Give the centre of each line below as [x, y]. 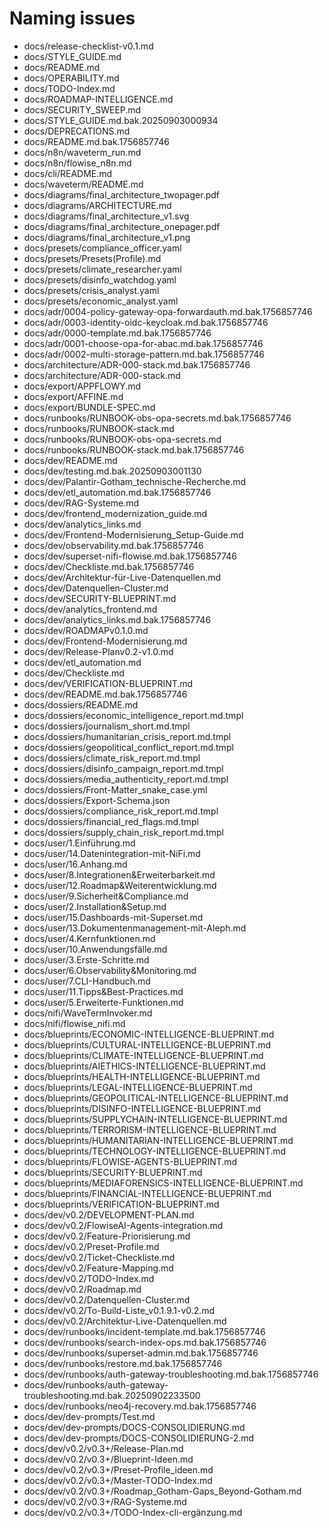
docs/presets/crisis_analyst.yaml [91, 290]
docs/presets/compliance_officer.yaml [102, 248]
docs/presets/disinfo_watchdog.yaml [100, 279]
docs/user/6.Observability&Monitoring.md [110, 970]
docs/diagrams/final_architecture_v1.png [107, 237]
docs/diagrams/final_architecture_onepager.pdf [122, 226]
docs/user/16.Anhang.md [75, 864]
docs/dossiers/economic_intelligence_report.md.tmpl [133, 715]
